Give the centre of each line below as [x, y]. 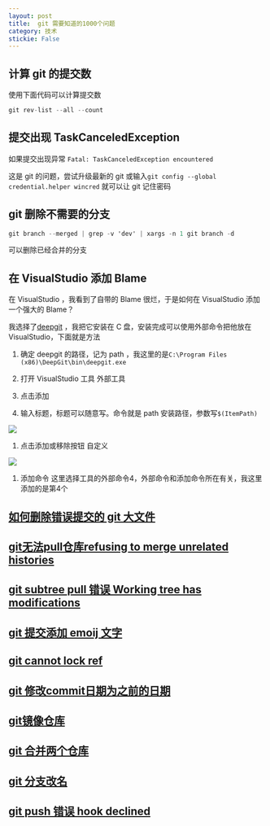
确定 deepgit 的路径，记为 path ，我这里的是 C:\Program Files [124, 354]
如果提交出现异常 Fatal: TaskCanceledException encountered [111, 159]
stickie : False [34, 39]
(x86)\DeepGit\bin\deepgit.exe [73, 363]
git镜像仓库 [37, 721]
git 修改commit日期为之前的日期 [89, 691]
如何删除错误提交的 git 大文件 [82, 516]
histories [31, 560]
